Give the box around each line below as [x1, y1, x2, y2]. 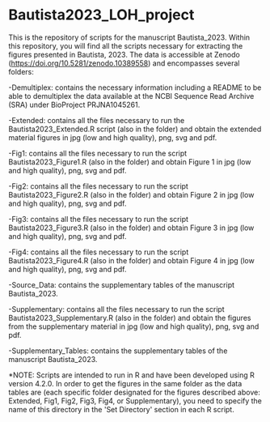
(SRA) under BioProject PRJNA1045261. [8, 100, 141, 109]
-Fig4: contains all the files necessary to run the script [8, 247, 189, 257]
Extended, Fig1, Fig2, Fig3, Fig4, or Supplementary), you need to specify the [8, 395, 263, 406]
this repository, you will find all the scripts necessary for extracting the [8, 40, 243, 50]
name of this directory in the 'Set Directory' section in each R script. [8, 404, 234, 414]
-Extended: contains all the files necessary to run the [8, 115, 185, 125]
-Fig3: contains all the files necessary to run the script [8, 214, 188, 224]
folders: [8, 66, 34, 76]
